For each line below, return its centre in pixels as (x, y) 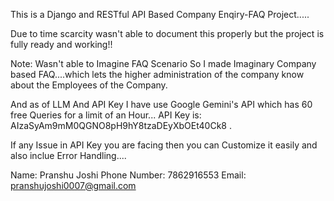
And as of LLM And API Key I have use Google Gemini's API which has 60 (161, 104)
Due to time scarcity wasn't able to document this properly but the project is (167, 33)
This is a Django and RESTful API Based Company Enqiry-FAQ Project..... (160, 14)
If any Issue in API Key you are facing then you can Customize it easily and (164, 145)
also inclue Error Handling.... (68, 155)
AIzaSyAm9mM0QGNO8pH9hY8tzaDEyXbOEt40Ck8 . (121, 125)
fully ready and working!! (61, 44)
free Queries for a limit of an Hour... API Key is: (106, 115)
